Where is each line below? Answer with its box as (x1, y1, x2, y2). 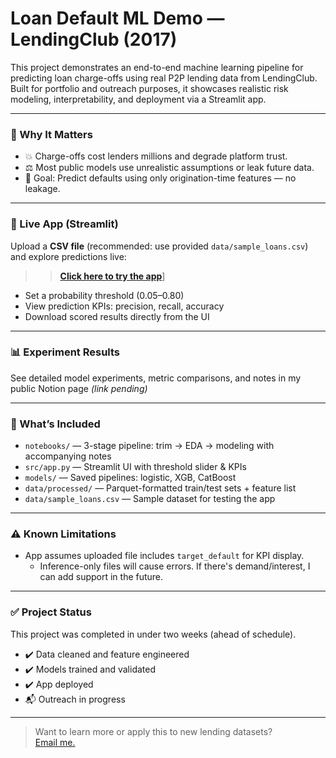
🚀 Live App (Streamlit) (10, 217, 119, 231)
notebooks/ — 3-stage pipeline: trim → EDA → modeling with (24, 440, 275, 452)
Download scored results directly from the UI (24, 310, 210, 322)
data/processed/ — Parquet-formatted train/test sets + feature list (24, 482, 297, 494)
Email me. (34, 736, 76, 748)
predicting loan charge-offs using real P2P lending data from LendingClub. (10, 72, 318, 84)
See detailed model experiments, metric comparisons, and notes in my (10, 372, 302, 384)
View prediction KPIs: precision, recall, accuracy (24, 300, 225, 312)
